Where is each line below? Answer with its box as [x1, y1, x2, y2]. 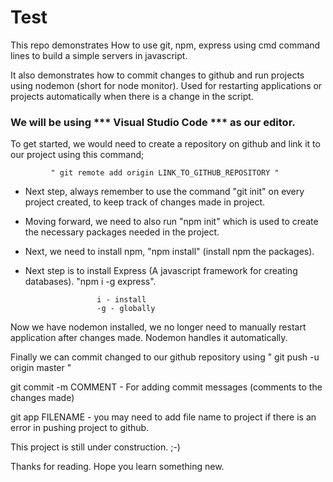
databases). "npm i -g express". [24, 276, 157, 288]
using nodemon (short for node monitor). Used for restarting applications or [10, 79, 323, 91]
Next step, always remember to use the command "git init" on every [24, 186, 305, 198]
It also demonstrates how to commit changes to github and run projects [10, 69, 305, 81]
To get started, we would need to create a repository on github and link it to [10, 138, 321, 150]
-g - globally [96, 304, 156, 314]
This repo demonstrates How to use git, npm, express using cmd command [10, 39, 321, 51]
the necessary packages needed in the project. [24, 226, 220, 238]
